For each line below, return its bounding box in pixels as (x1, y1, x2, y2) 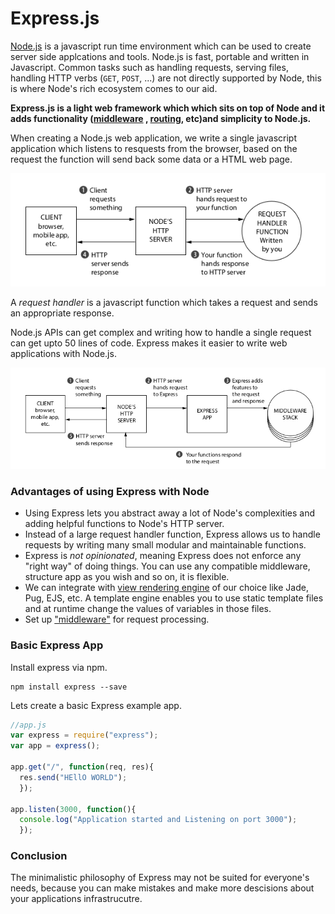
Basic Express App (10, 638, 104, 652)
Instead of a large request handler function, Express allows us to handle (24, 528, 321, 541)
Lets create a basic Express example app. (10, 699, 182, 711)
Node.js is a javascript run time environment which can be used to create (10, 40, 312, 52)
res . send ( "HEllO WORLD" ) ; (19, 772, 128, 782)
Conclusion (10, 849, 68, 863)
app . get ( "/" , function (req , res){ (10, 762, 155, 772)
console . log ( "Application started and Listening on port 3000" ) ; (19, 815, 298, 825)
